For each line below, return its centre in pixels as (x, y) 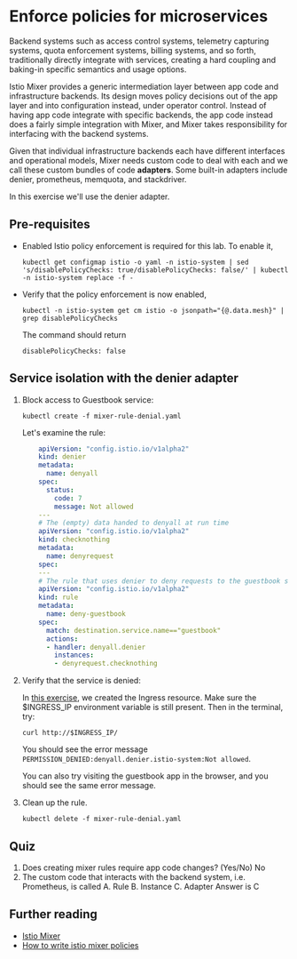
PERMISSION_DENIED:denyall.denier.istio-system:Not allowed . (136, 759)
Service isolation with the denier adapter (124, 378)
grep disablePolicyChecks (70, 318)
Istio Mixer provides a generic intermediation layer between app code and (144, 86)
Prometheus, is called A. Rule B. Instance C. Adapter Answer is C (141, 887)
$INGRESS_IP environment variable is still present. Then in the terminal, (152, 707)
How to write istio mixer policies (80, 945)
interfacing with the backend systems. (79, 133)
